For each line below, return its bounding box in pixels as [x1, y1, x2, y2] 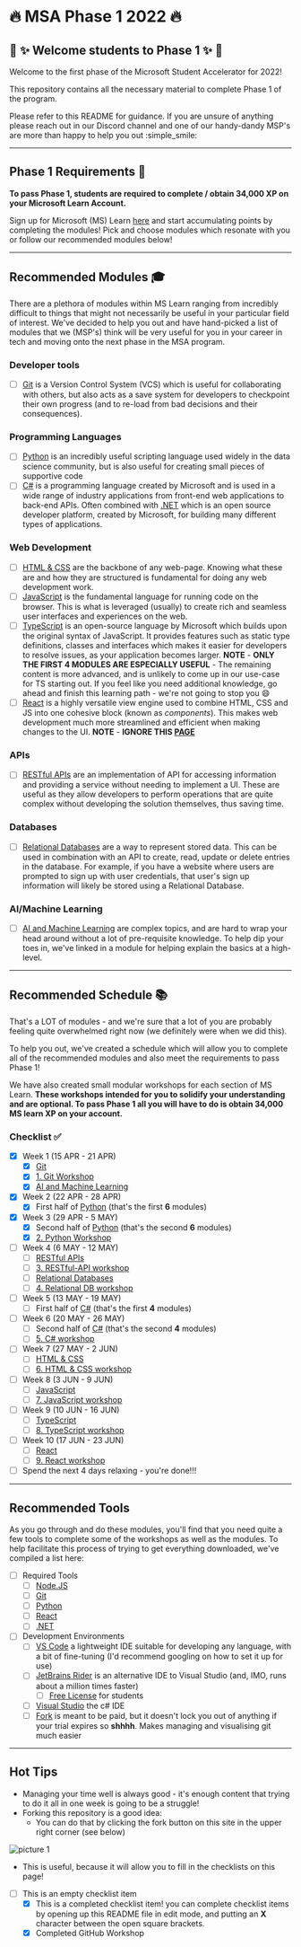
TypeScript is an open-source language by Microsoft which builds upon [21, 620, 288, 630]
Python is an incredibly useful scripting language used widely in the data [21, 451, 291, 462]
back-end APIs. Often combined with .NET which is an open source [21, 500, 271, 511]
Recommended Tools [9, 1500, 130, 1515]
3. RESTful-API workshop [35, 1262, 130, 1273]
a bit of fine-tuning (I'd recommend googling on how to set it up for [35, 1651, 284, 1662]
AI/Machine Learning [9, 903, 103, 915]
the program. [9, 93, 57, 104]
